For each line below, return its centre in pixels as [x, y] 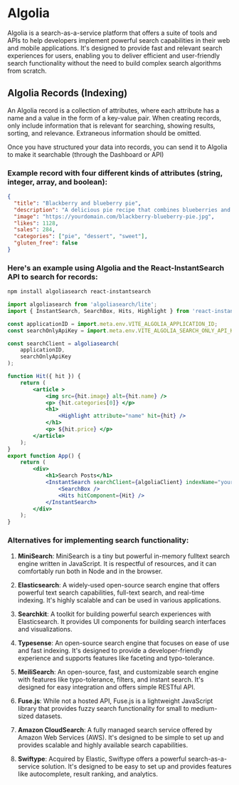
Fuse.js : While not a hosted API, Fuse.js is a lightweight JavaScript [115, 701]
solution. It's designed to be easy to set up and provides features [137, 766]
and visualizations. [45, 629]
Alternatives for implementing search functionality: [98, 540]
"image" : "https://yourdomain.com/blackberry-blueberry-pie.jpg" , [114, 216]
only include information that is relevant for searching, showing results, [111, 125]
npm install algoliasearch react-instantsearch [79, 292]
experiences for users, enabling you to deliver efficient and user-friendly [114, 56]
